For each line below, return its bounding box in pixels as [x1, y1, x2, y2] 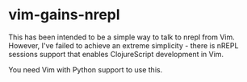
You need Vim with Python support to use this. [8, 64, 163, 74]
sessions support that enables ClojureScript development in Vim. [8, 49, 224, 59]
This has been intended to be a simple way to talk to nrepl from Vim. [8, 32, 236, 42]
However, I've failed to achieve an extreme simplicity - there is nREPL [8, 40, 239, 50]
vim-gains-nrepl [8, 6, 120, 24]
